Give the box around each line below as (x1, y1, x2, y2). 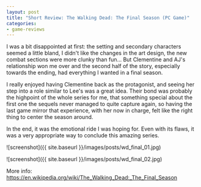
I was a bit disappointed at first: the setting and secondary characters (6, 43, 181, 50)
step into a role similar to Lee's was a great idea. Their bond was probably (6, 87, 192, 95)
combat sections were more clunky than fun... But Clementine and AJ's (6, 56, 186, 63)
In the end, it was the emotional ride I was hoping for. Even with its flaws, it (6, 125, 194, 132)
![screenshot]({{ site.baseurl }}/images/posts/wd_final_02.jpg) (6, 156, 163, 163)
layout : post (6, 9, 40, 15)
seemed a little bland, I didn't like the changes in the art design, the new (6, 50, 188, 57)
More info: (6, 167, 32, 175)
